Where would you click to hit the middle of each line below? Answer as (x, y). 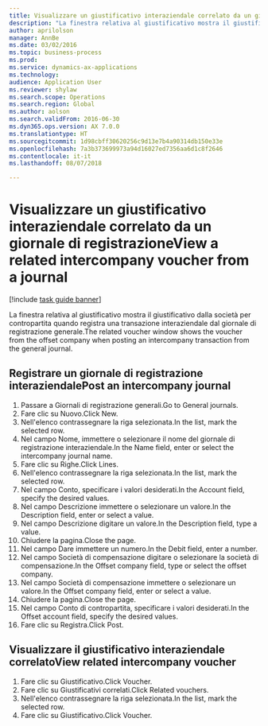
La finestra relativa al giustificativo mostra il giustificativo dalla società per (130, 315)
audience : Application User (56, 82)
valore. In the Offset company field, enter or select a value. (116, 591)
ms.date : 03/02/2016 (43, 45)
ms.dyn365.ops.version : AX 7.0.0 (64, 126)
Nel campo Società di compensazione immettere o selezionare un (128, 582)
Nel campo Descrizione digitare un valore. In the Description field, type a (139, 523)
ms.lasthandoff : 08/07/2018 (56, 164)
